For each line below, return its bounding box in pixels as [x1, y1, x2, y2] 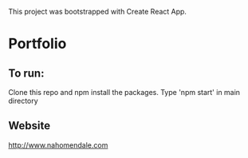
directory [8, 96, 38, 105]
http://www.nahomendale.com [8, 140, 108, 150]
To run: [8, 66, 45, 80]
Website [8, 119, 50, 132]
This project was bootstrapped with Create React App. [8, 7, 187, 16]
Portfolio [8, 35, 67, 53]
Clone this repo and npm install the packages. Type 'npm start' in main [8, 88, 241, 97]
